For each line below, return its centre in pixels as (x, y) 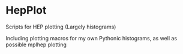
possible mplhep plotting (36, 45)
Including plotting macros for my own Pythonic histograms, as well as (91, 38)
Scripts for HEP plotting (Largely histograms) (61, 27)
